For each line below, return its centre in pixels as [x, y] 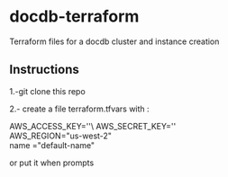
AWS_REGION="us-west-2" [61, 136]
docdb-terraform [74, 17]
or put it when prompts [52, 163]
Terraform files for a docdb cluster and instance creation [114, 41]
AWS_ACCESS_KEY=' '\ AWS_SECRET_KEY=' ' [93, 126]
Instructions [44, 70]
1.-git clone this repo [47, 91]
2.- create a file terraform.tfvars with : [80, 109]
